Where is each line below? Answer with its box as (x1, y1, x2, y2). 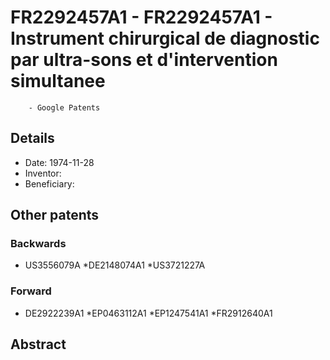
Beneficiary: (24, 177, 75, 190)
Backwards (10, 237, 67, 251)
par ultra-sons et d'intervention (10, 49, 278, 71)
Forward (10, 284, 52, 298)
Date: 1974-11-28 (24, 156, 95, 168)
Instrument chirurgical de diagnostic (10, 27, 320, 50)
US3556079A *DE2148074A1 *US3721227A (24, 259, 206, 271)
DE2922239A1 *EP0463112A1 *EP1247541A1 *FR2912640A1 (24, 307, 273, 319)
